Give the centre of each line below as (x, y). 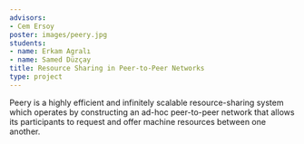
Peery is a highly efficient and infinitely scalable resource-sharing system (147, 102)
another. (25, 131)
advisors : (28, 18)
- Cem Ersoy (32, 26)
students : (28, 43)
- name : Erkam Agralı (50, 52)
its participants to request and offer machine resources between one (137, 121)
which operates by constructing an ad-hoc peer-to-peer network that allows (152, 112)
